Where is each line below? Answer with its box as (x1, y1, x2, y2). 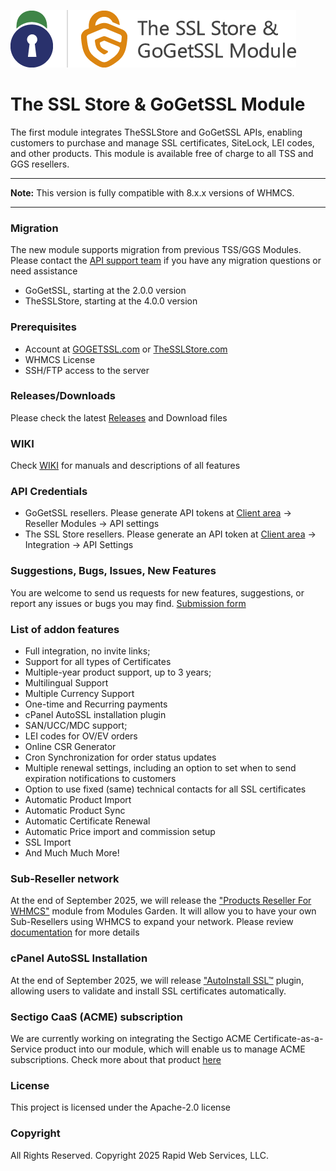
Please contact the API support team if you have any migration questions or (10, 255, 322, 267)
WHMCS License (24, 353, 96, 365)
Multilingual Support (24, 677, 109, 689)
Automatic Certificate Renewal (24, 815, 151, 827)
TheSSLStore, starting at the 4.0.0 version (24, 295, 198, 307)
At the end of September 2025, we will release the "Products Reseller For (10, 895, 312, 907)
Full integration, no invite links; (24, 645, 151, 657)
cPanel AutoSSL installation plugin (24, 709, 167, 721)
